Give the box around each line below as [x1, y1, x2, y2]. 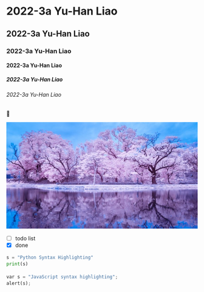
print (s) [6, 261, 29, 267]
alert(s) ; [6, 280, 32, 287]
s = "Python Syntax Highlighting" [6, 254, 94, 261]
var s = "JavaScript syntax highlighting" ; [6, 274, 118, 280]
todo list [15, 235, 36, 242]
